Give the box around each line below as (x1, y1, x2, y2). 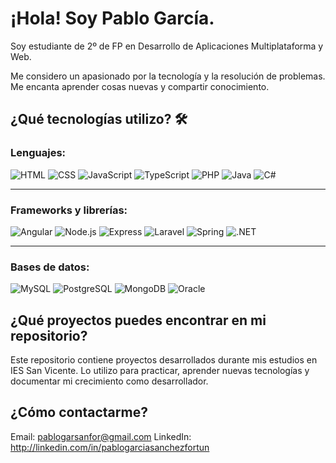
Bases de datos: (10, 260, 90, 274)
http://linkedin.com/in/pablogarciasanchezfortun (10, 441, 210, 453)
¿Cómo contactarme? (10, 404, 148, 421)
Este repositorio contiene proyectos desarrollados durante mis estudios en (10, 354, 318, 366)
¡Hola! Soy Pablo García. (10, 7, 215, 30)
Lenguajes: (10, 146, 67, 160)
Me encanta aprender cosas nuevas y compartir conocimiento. (10, 80, 270, 92)
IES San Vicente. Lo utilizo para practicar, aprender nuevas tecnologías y (10, 365, 310, 377)
